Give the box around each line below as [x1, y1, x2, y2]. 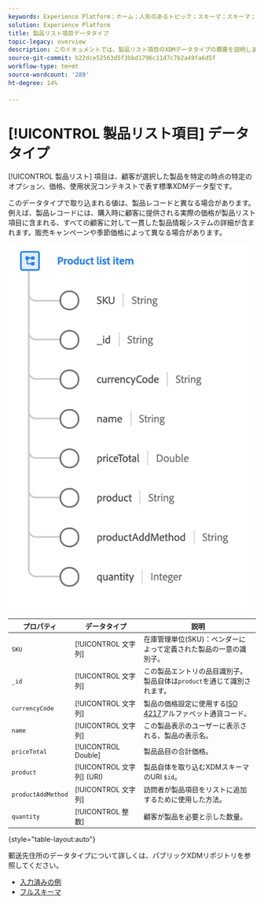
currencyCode [11, 705, 54, 713]
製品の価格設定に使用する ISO [143, 699, 238, 708]
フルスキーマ [19, 887, 61, 897]
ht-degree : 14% [8, 79, 58, 87]
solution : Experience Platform [8, 20, 111, 29]
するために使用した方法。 [143, 795, 226, 804]
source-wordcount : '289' [8, 71, 90, 79]
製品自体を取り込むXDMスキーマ [143, 762, 250, 772]
